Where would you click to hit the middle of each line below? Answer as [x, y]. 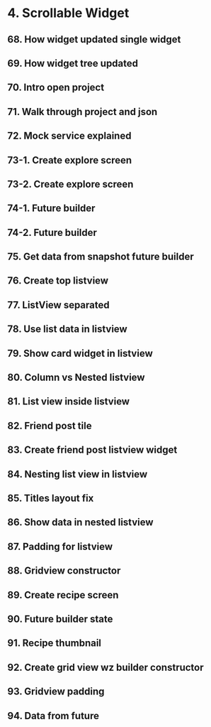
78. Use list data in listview [67, 329]
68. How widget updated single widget [94, 39]
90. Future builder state [60, 619]
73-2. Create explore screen [70, 184]
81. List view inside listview [68, 402]
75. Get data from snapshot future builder [101, 257]
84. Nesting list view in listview [78, 474]
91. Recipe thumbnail [54, 643]
